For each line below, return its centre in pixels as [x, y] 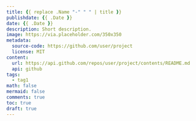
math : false [21, 86]
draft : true [21, 108]
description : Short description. [49, 29]
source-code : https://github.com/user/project [72, 46]
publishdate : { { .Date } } [39, 18]
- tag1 [20, 80]
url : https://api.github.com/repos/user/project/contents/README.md [101, 63]
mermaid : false [26, 92]
